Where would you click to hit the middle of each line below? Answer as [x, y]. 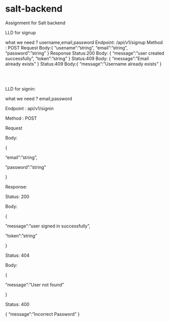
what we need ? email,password [39, 99]
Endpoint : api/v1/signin [30, 108]
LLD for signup [21, 32]
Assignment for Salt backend [35, 23]
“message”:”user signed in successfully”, [48, 226]
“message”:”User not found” [35, 285]
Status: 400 [17, 304]
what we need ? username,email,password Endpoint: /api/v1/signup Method [84, 42]
